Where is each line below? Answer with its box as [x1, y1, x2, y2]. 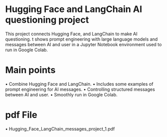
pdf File [5, 109, 38, 121]
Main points [5, 64, 56, 76]
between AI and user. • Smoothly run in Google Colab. [5, 91, 118, 97]
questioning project [5, 14, 89, 26]
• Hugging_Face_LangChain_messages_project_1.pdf [5, 125, 115, 131]
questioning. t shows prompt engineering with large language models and [5, 36, 158, 42]
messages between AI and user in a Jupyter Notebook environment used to [5, 41, 162, 47]
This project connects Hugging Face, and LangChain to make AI [5, 31, 137, 37]
